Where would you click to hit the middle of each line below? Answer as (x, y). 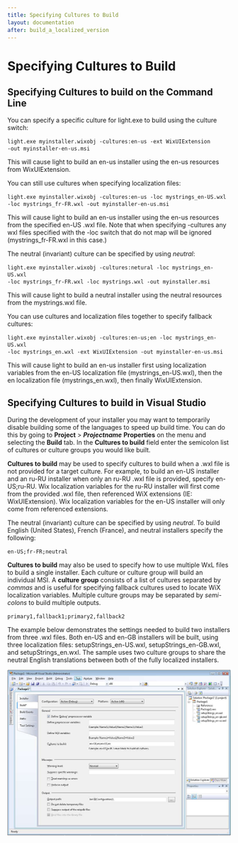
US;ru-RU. (22, 486)
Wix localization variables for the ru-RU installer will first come (129, 486)
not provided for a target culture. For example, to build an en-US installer (113, 472)
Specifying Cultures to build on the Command (110, 92)
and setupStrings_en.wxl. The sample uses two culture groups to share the (117, 653)
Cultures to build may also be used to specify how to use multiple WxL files (118, 565)
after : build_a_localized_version (58, 30)
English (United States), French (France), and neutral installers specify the (115, 531)
